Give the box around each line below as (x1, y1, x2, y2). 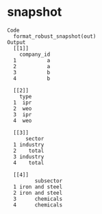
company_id (19, 51, 51, 58)
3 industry (13, 153, 44, 160)
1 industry (13, 141, 44, 148)
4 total (13, 159, 44, 166)
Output (7, 39, 26, 45)
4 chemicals (13, 201, 63, 208)
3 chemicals (13, 195, 63, 202)
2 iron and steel (13, 189, 63, 196)
